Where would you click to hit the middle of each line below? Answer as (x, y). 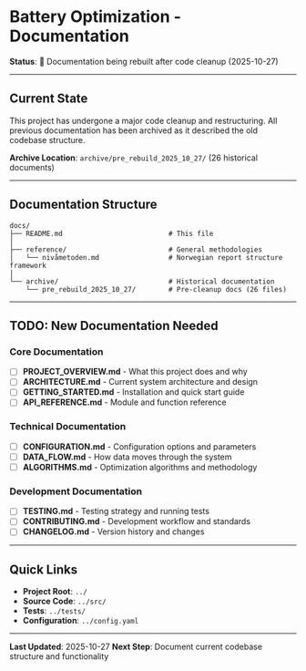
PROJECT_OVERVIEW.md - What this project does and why (135, 372)
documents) (32, 167)
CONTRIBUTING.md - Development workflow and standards (137, 521)
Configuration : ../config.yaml (81, 621)
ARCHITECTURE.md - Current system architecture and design (140, 382)
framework (28, 265)
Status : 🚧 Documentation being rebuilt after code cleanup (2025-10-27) (144, 61)
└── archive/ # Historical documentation (142, 281)
